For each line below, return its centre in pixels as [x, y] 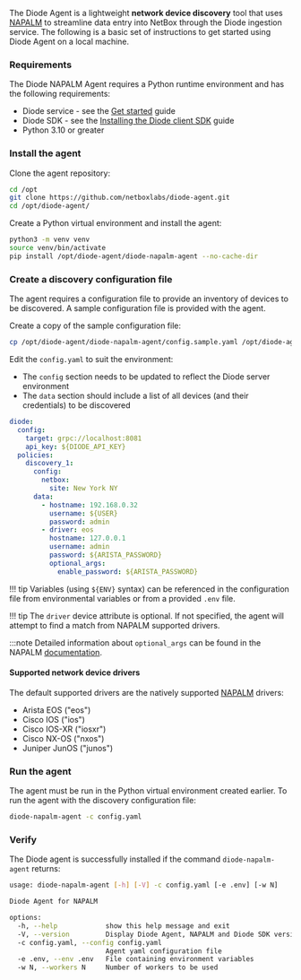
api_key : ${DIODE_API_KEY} [76, 447]
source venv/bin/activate [57, 248]
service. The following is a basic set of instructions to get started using [140, 32]
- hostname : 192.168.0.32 [90, 505]
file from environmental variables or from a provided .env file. [122, 598]
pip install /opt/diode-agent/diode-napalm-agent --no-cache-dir [133, 256]
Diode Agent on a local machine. [69, 41]
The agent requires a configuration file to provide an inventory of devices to [149, 299]
